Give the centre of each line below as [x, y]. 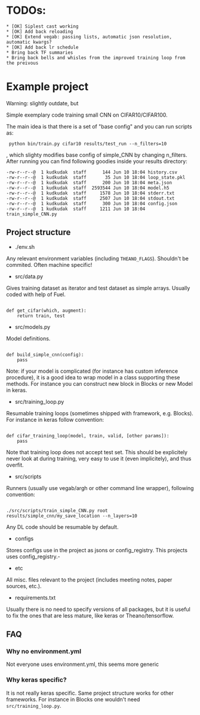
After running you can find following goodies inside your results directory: [97, 161]
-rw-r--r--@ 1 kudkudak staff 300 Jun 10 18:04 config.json [92, 203]
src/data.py [29, 276]
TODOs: [26, 10]
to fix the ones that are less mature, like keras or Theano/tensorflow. [90, 615]
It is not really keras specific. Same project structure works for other [90, 693]
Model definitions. [28, 338]
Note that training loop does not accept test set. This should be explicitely [97, 452]
